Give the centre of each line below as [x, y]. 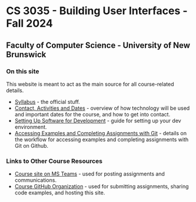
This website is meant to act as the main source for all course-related [90, 84]
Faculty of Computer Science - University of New [98, 45]
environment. [31, 127]
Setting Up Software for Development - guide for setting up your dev [98, 120]
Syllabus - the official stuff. [47, 102]
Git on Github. [31, 145]
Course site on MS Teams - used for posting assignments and [89, 174]
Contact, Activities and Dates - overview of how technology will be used [102, 108]
